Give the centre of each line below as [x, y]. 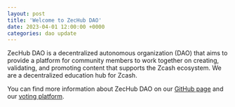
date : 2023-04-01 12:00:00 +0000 [56, 27]
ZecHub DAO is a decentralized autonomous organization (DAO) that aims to [117, 53]
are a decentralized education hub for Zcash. [73, 76]
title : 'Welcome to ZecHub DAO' [54, 20]
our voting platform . [36, 97]
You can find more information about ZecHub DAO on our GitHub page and [115, 89]
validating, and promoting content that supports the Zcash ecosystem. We [115, 68]
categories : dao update [42, 33]
